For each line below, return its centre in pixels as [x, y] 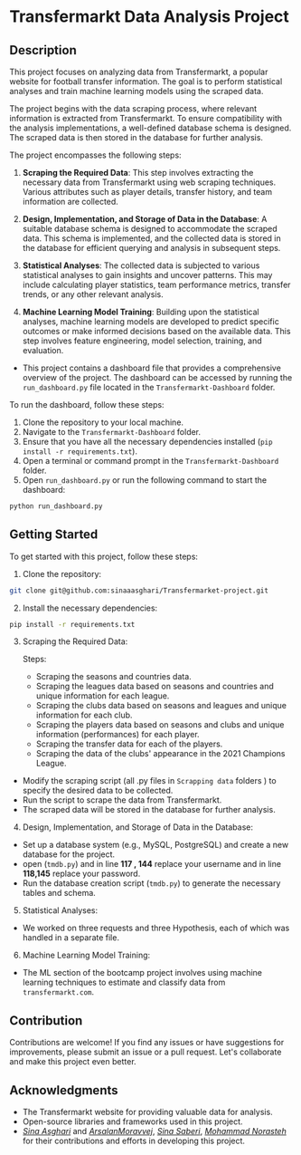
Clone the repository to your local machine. [103, 422]
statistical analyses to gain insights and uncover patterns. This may [147, 275]
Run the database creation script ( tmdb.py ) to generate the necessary [151, 883]
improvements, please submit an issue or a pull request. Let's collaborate [146, 1052]
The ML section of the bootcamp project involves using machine [142, 973]
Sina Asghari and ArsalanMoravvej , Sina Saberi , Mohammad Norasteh [154, 1131]
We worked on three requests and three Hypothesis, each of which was [156, 928]
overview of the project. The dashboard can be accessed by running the [157, 377]
